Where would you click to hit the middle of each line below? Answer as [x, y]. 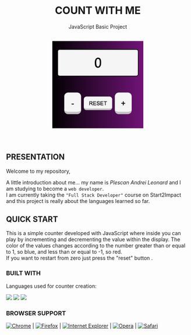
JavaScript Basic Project [98, 26]
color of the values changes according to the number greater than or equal [96, 246]
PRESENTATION [36, 157]
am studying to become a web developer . [55, 189]
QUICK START [32, 219]
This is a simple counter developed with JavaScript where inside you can [94, 233]
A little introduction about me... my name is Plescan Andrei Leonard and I [94, 182]
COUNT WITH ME [98, 11]
